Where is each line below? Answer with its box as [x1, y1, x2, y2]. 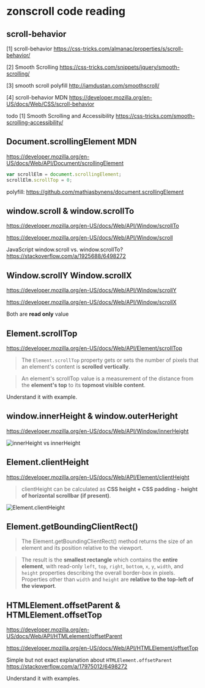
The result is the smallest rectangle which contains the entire [21, 556, 178, 563]
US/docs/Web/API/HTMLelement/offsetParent [6, 633, 122, 640]
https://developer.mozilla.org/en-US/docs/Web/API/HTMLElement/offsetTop [6, 644, 199, 652]
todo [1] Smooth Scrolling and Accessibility [6, 112, 114, 119]
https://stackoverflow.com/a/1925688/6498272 [6, 252, 127, 260]
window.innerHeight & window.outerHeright [6, 411, 179, 421]
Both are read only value [6, 310, 69, 318]
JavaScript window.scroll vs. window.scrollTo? [6, 246, 124, 253]
